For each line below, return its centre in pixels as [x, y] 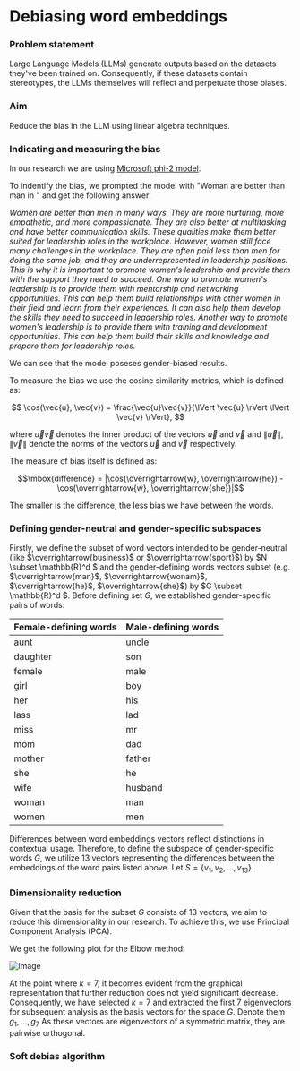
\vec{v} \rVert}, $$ [150, 417]
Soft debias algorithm [57, 1057]
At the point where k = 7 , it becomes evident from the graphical [126, 983]
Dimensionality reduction [66, 893]
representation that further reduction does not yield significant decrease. [144, 993]
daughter [33, 657]
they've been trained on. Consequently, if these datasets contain [129, 73]
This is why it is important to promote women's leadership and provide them [150, 270]
